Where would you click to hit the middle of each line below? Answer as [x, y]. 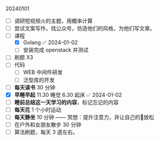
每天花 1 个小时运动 [38, 109]
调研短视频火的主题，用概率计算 [53, 21]
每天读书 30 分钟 [35, 87]
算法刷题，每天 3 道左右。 [46, 132]
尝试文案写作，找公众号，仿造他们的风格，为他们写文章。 [84, 29]
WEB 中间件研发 [43, 72]
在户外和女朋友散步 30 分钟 [48, 124]
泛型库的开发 [39, 80]
